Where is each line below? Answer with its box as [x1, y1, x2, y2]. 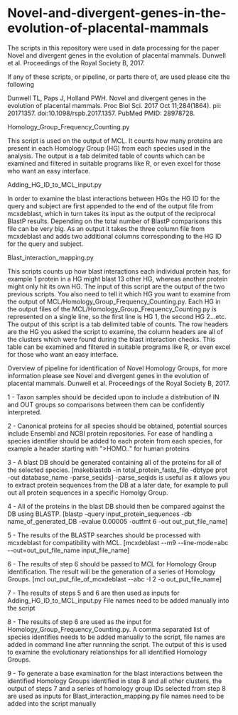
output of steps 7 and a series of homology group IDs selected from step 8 [7, 684, 226, 692]
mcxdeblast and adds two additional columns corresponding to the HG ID [7, 232, 222, 240]
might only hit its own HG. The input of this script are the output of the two [7, 282, 225, 291]
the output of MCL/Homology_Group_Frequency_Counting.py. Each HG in [7, 297, 222, 306]
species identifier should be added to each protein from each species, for [7, 436, 222, 445]
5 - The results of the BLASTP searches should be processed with [7, 531, 201, 539]
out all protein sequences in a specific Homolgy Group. [7, 488, 168, 497]
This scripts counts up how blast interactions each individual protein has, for [7, 267, 231, 275]
